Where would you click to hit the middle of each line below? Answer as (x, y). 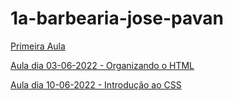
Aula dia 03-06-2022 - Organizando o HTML (102, 65)
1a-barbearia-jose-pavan (117, 18)
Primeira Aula (38, 46)
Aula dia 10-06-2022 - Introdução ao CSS (96, 84)
